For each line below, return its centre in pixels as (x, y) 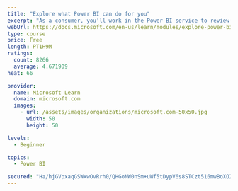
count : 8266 (32, 60)
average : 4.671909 (41, 66)
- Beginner (30, 145)
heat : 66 (20, 73)
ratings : (20, 54)
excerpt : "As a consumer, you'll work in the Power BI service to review (119, 21)
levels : (19, 138)
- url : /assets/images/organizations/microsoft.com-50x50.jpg (114, 112)
